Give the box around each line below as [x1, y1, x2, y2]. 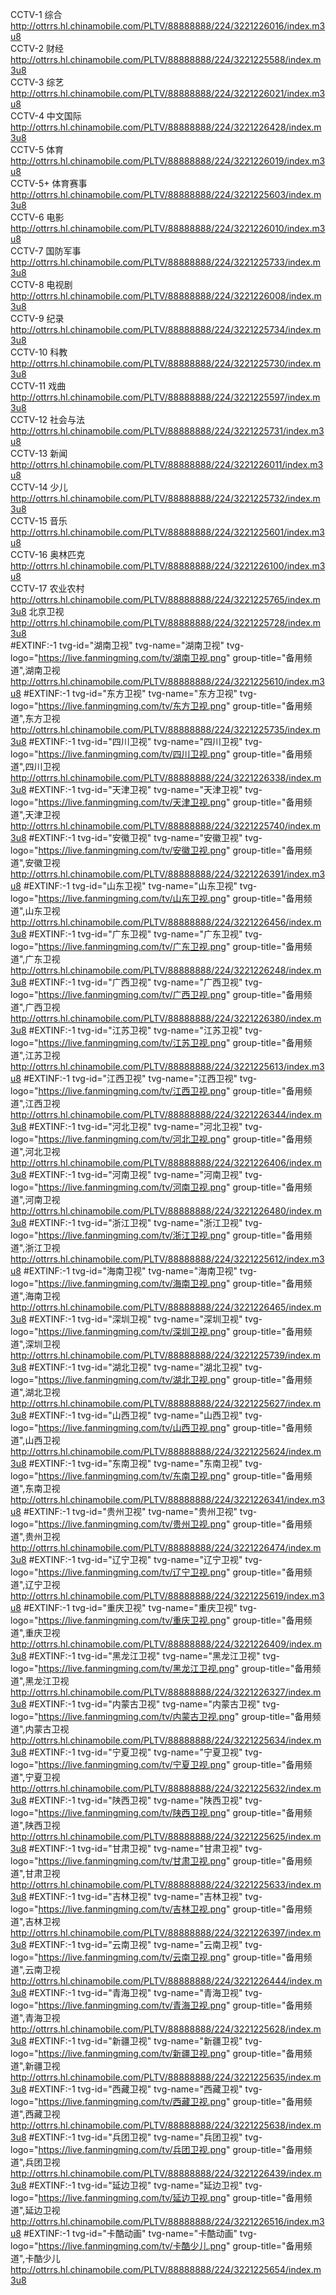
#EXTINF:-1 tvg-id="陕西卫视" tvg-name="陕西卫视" [28, 1794, 243, 1806]
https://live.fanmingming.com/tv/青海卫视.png [38, 1999, 227, 2011]
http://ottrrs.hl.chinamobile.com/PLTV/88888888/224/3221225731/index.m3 [10, 425, 325, 437]
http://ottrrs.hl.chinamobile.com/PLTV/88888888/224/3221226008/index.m [10, 290, 322, 302]
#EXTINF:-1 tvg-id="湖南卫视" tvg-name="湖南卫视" [10, 639, 225, 651]
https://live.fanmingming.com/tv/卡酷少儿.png [38, 2240, 227, 2252]
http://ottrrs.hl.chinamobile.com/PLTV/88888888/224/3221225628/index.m [10, 2023, 322, 2035]
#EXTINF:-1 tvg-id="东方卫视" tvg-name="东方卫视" [23, 688, 238, 699]
